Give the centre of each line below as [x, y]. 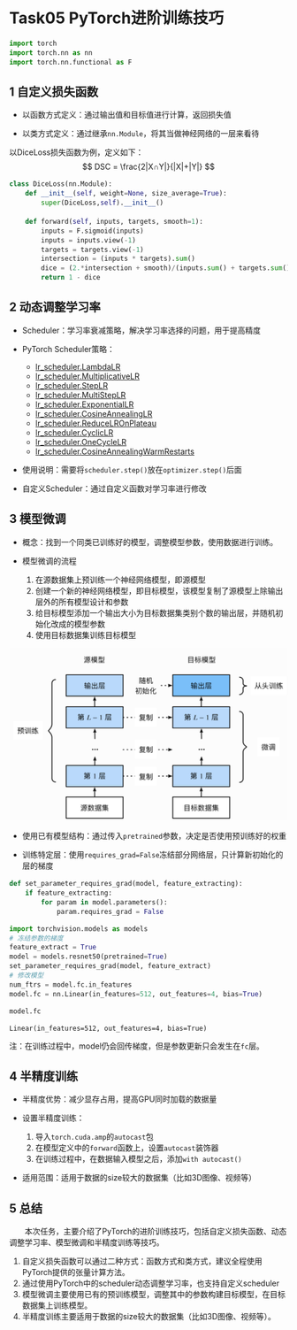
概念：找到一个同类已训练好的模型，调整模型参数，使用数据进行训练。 [150, 542]
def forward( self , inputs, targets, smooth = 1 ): [114, 221]
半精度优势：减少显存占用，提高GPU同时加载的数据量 [119, 1099]
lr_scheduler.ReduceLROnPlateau [96, 423]
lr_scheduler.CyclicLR [74, 432]
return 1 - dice [71, 278]
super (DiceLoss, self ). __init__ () [103, 203]
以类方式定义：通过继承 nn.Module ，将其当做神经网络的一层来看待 [141, 134]
